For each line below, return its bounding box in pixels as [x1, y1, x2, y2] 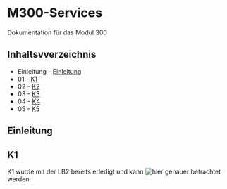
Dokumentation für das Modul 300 [7, 28, 108, 37]
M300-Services [7, 5, 103, 21]
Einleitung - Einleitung [17, 67, 82, 75]
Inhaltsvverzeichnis [7, 48, 97, 60]
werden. [7, 174, 32, 183]
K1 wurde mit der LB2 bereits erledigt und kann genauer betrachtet [7, 167, 221, 176]
